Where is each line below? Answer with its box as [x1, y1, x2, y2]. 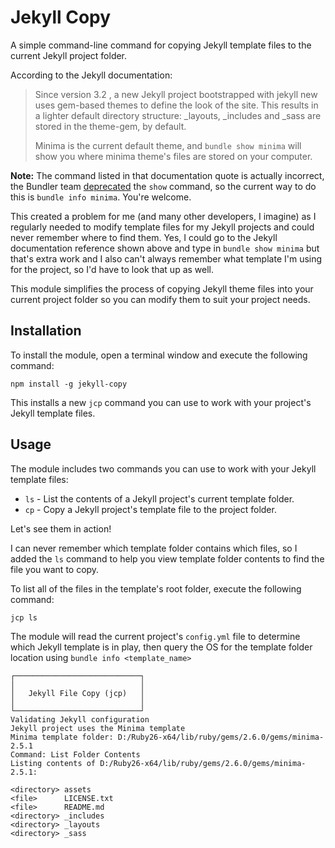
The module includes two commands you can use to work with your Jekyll [10, 462, 317, 475]
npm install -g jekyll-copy [10, 379, 128, 389]
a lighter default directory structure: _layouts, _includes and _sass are [34, 109, 322, 121]
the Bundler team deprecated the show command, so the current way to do [10, 180, 317, 192]
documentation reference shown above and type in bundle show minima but [10, 242, 320, 254]
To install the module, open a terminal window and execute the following [10, 349, 308, 361]
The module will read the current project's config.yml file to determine [10, 630, 301, 642]
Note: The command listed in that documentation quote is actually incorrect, [10, 169, 325, 181]
